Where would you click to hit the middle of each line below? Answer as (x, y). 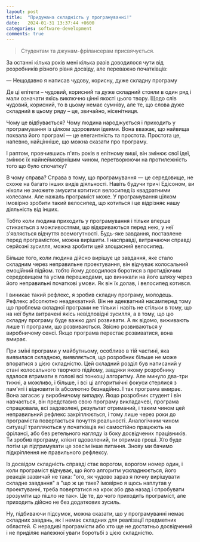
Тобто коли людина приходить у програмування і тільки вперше (89, 221)
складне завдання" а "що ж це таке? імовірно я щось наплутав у (89, 483)
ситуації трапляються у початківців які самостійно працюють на (89, 427)
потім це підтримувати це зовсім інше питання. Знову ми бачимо (90, 446)
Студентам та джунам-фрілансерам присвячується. (88, 51)
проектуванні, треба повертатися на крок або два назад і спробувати (95, 489)
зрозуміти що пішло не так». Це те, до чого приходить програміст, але (96, 496)
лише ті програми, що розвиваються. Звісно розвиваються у (84, 327)
